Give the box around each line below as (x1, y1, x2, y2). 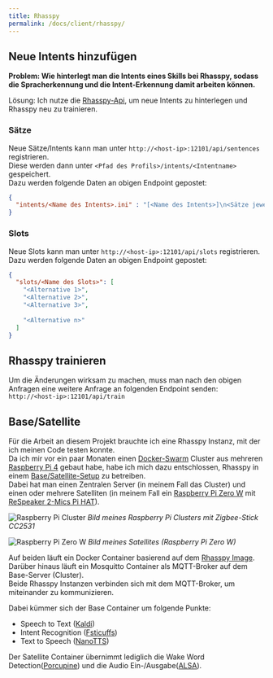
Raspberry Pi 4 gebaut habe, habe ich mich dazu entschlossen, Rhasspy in (8, 462, 259, 472)
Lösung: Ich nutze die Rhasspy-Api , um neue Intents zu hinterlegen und (8, 95, 248, 106)
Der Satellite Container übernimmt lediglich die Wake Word (8, 652, 205, 662)
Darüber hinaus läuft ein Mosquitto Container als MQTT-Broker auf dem (8, 562, 248, 571)
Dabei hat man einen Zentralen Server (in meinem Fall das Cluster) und (8, 479, 246, 489)
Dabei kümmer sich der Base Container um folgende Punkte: (8, 603, 211, 613)
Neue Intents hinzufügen (8, 50, 137, 63)
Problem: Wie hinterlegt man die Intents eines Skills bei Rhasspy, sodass (8, 71, 258, 81)
